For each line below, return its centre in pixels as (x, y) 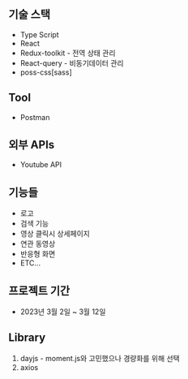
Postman (35, 117)
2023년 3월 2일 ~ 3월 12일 (63, 312)
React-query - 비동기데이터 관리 (72, 62)
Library (27, 338)
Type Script (39, 34)
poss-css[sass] (46, 72)
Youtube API (41, 165)
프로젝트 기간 (39, 291)
